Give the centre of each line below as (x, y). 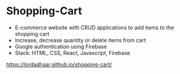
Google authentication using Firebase (61, 47)
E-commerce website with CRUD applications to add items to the (94, 27)
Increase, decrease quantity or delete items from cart (80, 40)
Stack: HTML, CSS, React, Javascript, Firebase (72, 53)
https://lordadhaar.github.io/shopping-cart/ (59, 64)
